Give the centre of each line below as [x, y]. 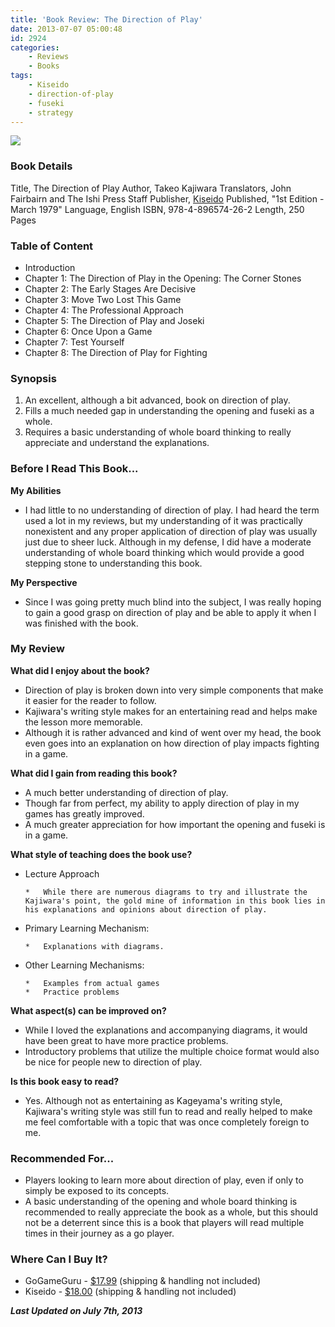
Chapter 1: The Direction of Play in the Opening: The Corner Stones [163, 278]
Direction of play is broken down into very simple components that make [174, 690]
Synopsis [33, 378]
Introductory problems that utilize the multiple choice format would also [172, 1051]
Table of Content [52, 246]
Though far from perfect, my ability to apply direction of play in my [162, 803]
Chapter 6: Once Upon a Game [88, 331]
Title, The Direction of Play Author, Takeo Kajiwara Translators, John [151, 188]
